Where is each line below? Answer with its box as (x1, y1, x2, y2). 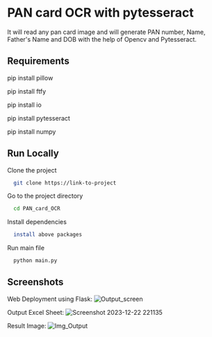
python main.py (13, 257, 58, 264)
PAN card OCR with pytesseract (7, 5, 194, 21)
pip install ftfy (7, 87, 47, 95)
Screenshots (7, 276, 64, 288)
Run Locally (7, 148, 59, 159)
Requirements (7, 55, 70, 67)
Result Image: (7, 321, 47, 330)
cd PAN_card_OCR (13, 205, 60, 212)
